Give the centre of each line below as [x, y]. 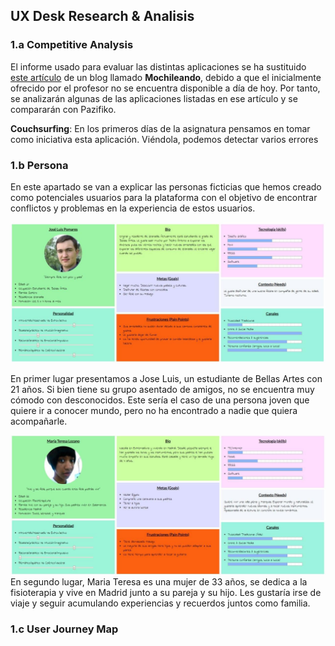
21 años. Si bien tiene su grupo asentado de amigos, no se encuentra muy [162, 390]
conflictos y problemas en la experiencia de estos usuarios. [133, 208]
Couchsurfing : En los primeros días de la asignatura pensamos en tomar [160, 128]
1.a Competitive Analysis [72, 45]
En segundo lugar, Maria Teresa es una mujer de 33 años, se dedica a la [159, 581]
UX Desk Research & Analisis [102, 16]
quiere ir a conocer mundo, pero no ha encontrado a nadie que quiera [154, 411]
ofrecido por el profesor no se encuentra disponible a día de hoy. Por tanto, [165, 88]
